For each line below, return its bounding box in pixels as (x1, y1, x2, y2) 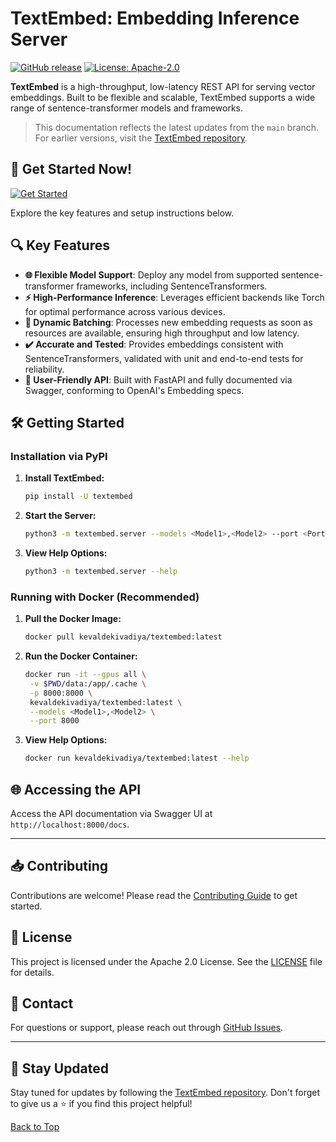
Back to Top (10, 1121, 60, 1133)
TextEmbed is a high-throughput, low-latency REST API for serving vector (10, 80, 316, 92)
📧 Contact (10, 995, 74, 1012)
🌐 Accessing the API (10, 781, 142, 798)
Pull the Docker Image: (24, 613, 122, 625)
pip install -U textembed (24, 492, 133, 502)
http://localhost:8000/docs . (10, 818, 130, 830)
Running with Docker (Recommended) (10, 590, 200, 604)
